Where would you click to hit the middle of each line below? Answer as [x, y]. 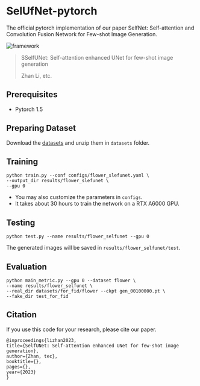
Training [22, 161]
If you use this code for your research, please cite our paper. [81, 329]
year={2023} [21, 372]
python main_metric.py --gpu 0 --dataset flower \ [71, 280]
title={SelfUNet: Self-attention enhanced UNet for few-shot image [93, 346]
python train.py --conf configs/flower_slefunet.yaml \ [78, 176]
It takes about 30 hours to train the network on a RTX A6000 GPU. [97, 204]
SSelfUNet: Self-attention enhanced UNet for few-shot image [97, 57]
